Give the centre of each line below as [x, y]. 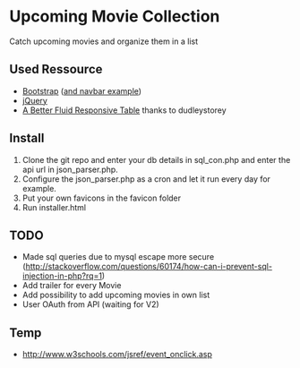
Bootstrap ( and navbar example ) [81, 90]
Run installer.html [54, 207]
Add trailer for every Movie [72, 286]
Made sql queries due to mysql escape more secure [118, 257]
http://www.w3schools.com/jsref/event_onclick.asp [117, 355]
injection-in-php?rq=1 [62, 276]
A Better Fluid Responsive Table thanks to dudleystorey [124, 110]
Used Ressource [56, 69]
